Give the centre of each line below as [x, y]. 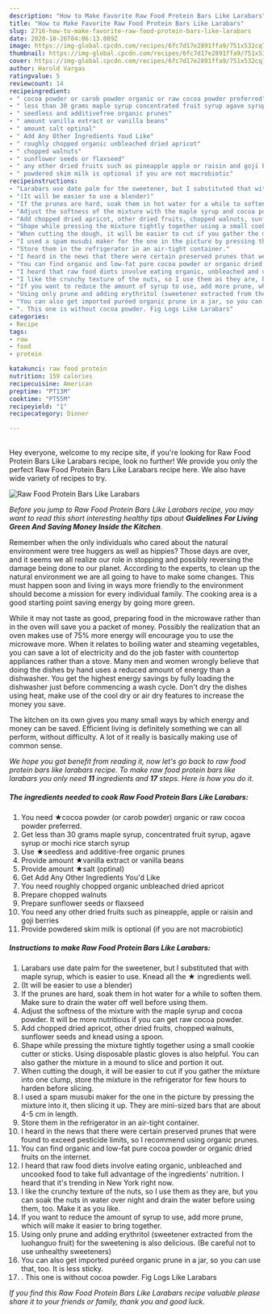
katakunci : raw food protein [58, 369]
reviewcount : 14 [36, 83]
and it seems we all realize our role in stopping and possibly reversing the [131, 560]
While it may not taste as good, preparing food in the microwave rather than [135, 619]
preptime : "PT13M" [40, 391]
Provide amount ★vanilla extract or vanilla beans [102, 860]
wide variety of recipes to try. [58, 479]
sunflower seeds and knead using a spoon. [92, 1037]
